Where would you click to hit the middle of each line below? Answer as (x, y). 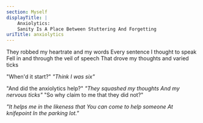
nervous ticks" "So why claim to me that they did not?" (75, 95)
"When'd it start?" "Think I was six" (51, 77)
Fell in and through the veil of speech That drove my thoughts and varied (98, 58)
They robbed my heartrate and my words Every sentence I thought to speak (101, 52)
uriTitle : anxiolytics (35, 35)
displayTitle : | (27, 18)
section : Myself (27, 12)
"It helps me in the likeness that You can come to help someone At (90, 107)
